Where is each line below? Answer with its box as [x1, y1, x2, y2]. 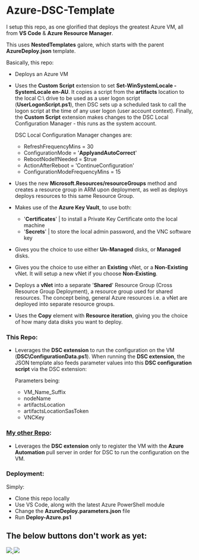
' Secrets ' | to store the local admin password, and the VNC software [23, 228, 191, 235]
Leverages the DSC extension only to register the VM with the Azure [14, 442, 184, 449]
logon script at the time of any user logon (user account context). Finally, [14, 107, 193, 114]
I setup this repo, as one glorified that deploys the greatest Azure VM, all [6, 23, 184, 30]
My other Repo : [6, 429, 52, 437]
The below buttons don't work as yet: [6, 531, 147, 541]
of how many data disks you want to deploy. [14, 318, 123, 325]
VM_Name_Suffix [23, 389, 67, 396]
